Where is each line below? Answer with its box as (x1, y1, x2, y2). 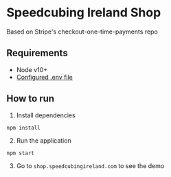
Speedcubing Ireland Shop (6, 5, 161, 21)
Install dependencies (16, 111, 76, 119)
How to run (6, 93, 55, 104)
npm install (6, 124, 41, 131)
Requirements (6, 47, 68, 59)
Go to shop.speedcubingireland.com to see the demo (16, 161, 165, 169)
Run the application (16, 136, 71, 145)
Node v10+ (16, 65, 48, 73)
